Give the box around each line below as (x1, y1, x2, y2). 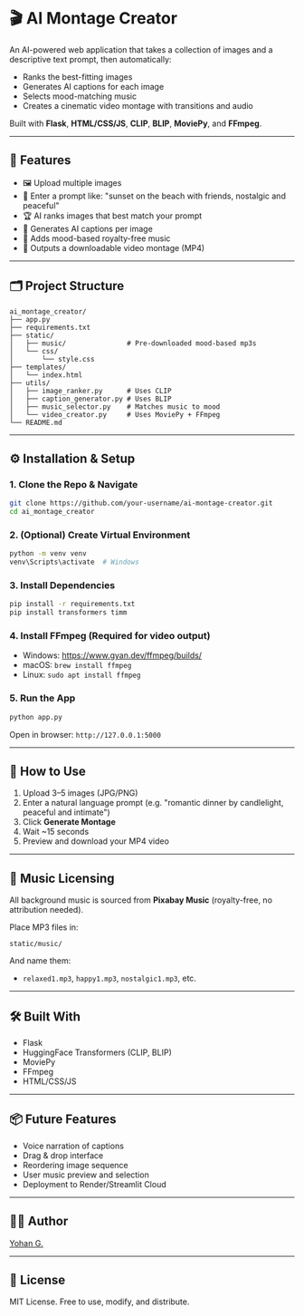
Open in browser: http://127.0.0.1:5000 (9, 729, 161, 740)
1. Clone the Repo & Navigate (9, 478, 138, 490)
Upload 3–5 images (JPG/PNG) (22, 788, 138, 798)
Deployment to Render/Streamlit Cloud (22, 1178, 167, 1189)
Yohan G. (9, 1237, 43, 1248)
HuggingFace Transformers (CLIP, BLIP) (22, 1047, 172, 1058)
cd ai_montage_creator (9, 508, 95, 517)
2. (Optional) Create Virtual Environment (9, 528, 191, 541)
